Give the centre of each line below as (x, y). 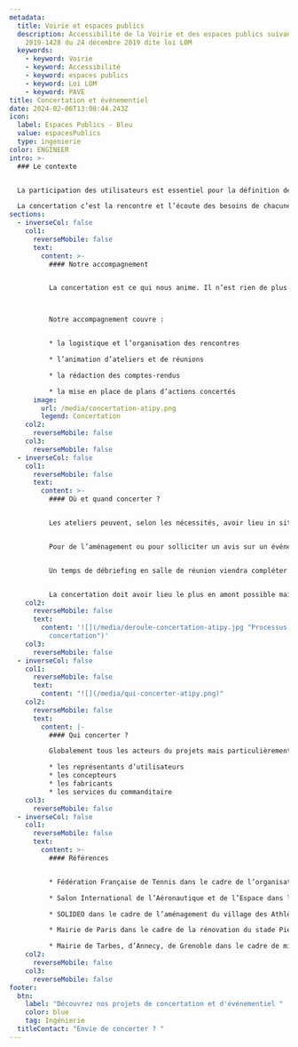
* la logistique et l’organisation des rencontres (144, 343)
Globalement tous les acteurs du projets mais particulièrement (170, 751)
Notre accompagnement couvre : (106, 320)
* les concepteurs (82, 776)
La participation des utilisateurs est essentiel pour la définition (148, 190)
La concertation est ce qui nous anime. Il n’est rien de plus (168, 288)
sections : (27, 214)
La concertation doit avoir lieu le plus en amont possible (162, 594)
